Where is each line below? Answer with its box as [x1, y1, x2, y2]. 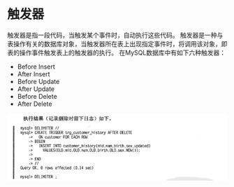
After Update [17, 85, 55, 93]
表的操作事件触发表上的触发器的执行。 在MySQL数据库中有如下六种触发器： [7, 48, 226, 57]
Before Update [17, 77, 60, 85]
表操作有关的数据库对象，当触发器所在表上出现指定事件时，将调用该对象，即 [7, 39, 228, 48]
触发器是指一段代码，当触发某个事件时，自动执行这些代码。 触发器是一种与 [7, 31, 224, 39]
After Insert [17, 69, 50, 78]
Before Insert [17, 62, 56, 71]
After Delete [17, 99, 52, 108]
